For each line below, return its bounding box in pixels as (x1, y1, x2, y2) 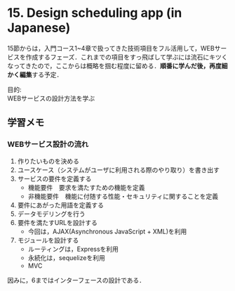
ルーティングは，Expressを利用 (27, 245, 119, 253)
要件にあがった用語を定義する (17, 200, 104, 209)
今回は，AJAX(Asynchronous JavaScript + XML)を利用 (27, 227, 187, 235)
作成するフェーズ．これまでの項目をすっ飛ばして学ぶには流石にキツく (25, 53, 228, 61)
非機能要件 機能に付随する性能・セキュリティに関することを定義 (27, 192, 219, 200)
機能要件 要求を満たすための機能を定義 (27, 183, 145, 191)
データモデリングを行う (17, 209, 86, 218)
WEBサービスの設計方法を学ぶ (7, 93, 95, 103)
